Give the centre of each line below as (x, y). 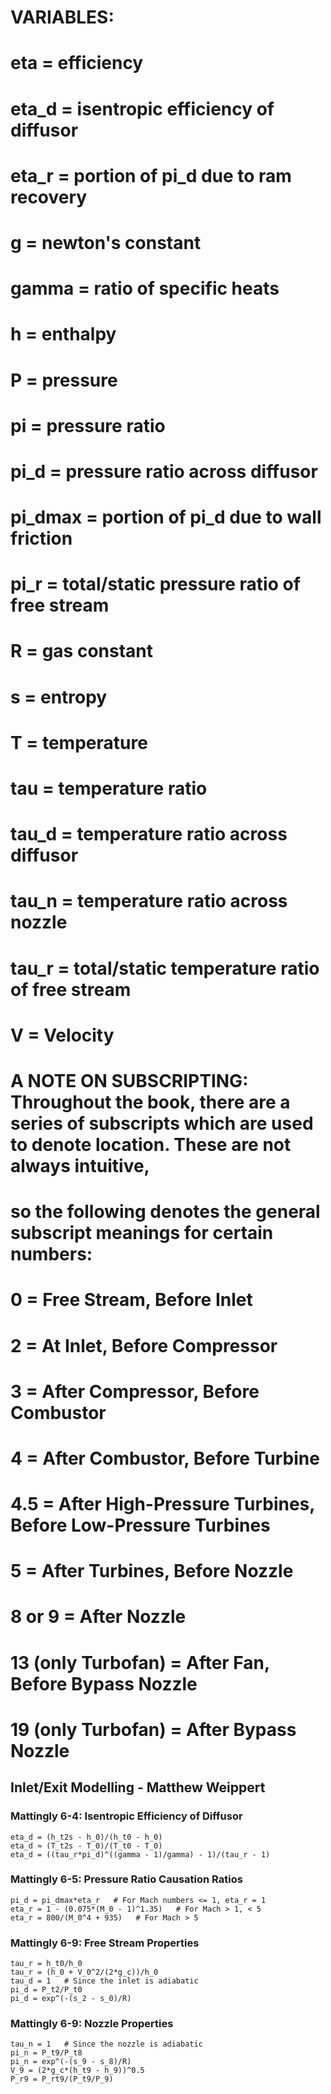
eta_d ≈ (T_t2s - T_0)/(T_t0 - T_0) (86, 1846)
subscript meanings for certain (142, 1233)
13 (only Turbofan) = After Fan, (140, 1662)
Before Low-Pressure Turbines (140, 1525)
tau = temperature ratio (109, 788)
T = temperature (79, 742)
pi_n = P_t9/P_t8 (46, 2053)
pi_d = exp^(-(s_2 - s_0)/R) (71, 1999)
